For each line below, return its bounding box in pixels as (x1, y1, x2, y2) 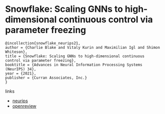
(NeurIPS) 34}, (5, 67, 37, 72)
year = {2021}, (5, 71, 37, 76)
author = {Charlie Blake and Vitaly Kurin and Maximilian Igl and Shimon (5, 45, 161, 50)
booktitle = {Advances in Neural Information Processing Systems (5, 62, 142, 67)
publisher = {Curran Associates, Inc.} (5, 75, 87, 80)
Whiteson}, (5, 49, 28, 54)
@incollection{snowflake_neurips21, (5, 40, 81, 45)
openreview (12, 103, 37, 109)
